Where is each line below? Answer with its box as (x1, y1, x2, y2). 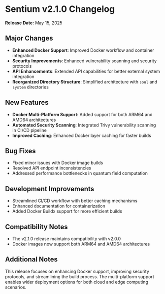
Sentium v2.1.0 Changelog (5, 3, 115, 15)
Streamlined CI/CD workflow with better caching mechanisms (12, 198, 138, 204)
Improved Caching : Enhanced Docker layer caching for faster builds (12, 132, 151, 138)
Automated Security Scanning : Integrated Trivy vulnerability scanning (12, 122, 156, 128)
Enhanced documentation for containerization (12, 203, 105, 209)
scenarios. (5, 284, 27, 290)
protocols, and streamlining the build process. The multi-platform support (5, 273, 154, 280)
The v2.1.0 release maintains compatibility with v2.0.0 (12, 236, 121, 242)
